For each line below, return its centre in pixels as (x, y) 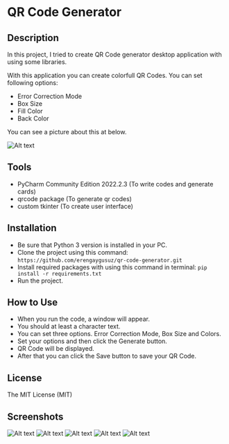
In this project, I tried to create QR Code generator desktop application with (114, 54)
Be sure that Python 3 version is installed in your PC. (92, 245)
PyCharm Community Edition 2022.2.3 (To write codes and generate (115, 184)
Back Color (33, 118)
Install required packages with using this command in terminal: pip (112, 267)
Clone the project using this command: (73, 252)
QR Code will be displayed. (56, 349)
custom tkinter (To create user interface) (75, 206)
